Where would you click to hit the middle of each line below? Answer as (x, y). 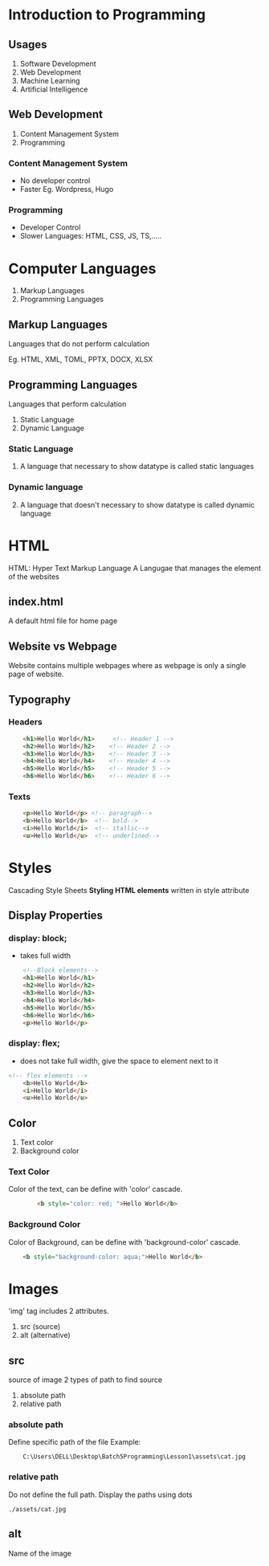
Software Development (58, 63)
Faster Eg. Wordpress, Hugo (67, 190)
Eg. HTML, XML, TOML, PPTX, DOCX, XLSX (81, 360)
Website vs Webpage (63, 646)
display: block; (38, 939)
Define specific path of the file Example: (75, 1442)
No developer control (55, 181)
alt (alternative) (45, 1336)
